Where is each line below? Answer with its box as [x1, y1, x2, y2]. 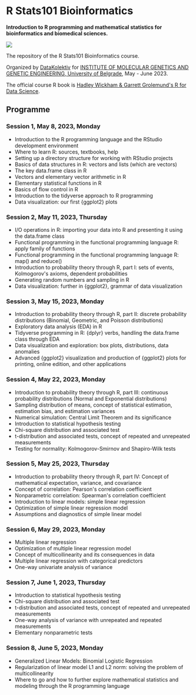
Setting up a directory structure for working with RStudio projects [14, 154, 174, 161]
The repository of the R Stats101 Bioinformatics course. [6, 52, 139, 59]
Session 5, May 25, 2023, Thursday [6, 460, 110, 468]
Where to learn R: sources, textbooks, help [14, 148, 119, 155]
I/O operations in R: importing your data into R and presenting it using [14, 226, 183, 233]
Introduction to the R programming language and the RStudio [14, 135, 163, 142]
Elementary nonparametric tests [14, 629, 93, 636]
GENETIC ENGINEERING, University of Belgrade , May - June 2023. [6, 69, 168, 77]
